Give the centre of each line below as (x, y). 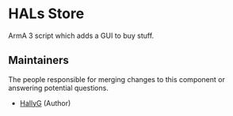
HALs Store (46, 14)
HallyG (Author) (45, 103)
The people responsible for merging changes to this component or (117, 79)
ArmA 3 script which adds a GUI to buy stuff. (81, 36)
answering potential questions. (58, 88)
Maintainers (39, 60)
